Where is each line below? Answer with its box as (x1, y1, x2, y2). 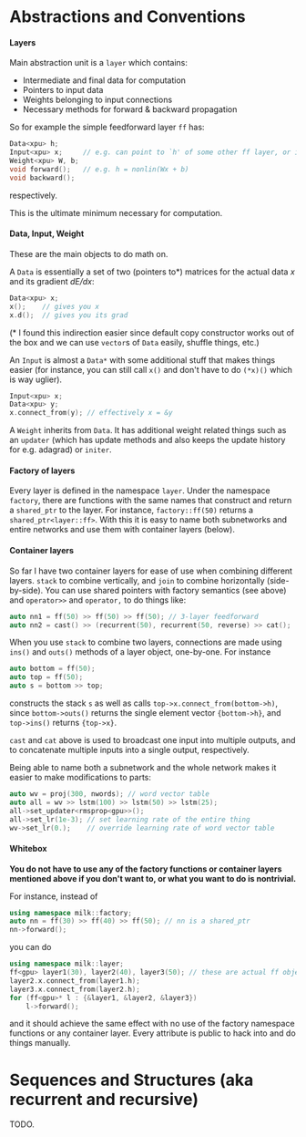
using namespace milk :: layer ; (9, 959, 125, 968)
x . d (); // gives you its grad (9, 310, 128, 320)
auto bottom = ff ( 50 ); (9, 664, 96, 674)
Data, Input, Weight (9, 228, 85, 239)
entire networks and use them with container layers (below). (9, 524, 235, 535)
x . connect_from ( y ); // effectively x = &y (9, 408, 173, 418)
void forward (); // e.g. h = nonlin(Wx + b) (9, 165, 189, 174)
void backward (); (9, 173, 76, 182)
